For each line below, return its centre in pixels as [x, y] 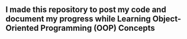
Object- [167, 19]
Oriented [22, 28]
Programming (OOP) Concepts [98, 28]
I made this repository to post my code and [86, 10]
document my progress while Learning [78, 19]
